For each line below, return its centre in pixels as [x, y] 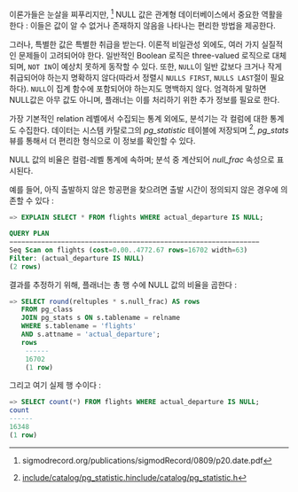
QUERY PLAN [29, 234]
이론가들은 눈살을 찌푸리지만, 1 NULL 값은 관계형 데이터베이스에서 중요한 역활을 [146, 14]
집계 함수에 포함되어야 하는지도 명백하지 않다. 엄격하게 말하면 [161, 89]
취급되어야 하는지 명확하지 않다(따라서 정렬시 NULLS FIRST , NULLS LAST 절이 [139, 77]
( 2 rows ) [25, 266]
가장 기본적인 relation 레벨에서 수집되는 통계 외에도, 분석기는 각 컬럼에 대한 [139, 118]
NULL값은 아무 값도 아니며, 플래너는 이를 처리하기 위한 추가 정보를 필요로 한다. [145, 99]
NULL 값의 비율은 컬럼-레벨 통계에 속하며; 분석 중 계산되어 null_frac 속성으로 [142, 160]
